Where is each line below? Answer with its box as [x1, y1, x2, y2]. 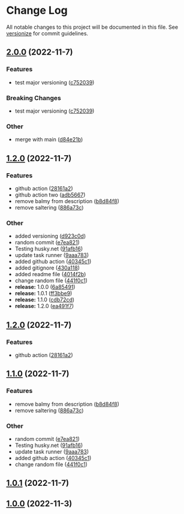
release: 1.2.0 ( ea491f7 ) [14, 303, 74, 310]
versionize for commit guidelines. [6, 29, 89, 37]
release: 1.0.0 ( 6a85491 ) [14, 283, 76, 291]
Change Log [6, 4, 68, 17]
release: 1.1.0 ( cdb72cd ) [14, 296, 75, 303]
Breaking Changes [6, 93, 62, 102]
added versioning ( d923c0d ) [14, 232, 86, 240]
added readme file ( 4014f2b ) [14, 271, 86, 278]
